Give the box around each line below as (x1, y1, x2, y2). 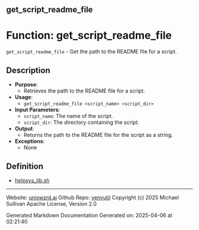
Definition (6, 161, 43, 171)
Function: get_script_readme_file (6, 28, 172, 42)
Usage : (14, 94, 33, 101)
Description (6, 65, 50, 75)
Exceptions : (14, 138, 45, 145)
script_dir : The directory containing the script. (23, 119, 140, 126)
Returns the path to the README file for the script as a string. (23, 132, 174, 139)
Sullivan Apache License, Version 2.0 (6, 200, 97, 207)
